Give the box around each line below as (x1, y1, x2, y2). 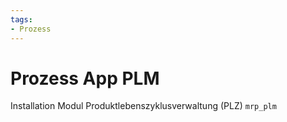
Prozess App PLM (10, 67, 160, 90)
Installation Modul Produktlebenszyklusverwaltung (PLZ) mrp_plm (10, 100, 277, 112)
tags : (10, 14, 33, 25)
